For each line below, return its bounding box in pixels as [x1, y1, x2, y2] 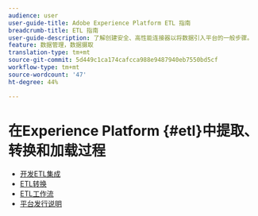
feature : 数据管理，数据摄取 [8, 41, 94, 49]
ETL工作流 [19, 189, 54, 199]
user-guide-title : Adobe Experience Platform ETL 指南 [8, 19, 191, 27]
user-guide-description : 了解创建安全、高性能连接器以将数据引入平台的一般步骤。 [8, 33, 253, 42]
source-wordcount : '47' [8, 71, 87, 79]
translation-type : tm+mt [8, 48, 90, 56]
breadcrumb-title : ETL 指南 [8, 26, 99, 34]
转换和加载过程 [8, 141, 106, 160]
